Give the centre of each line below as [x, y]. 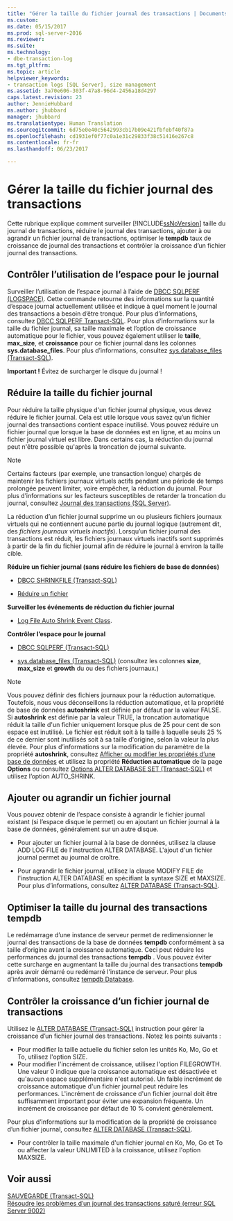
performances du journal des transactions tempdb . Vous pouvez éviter [109, 957]
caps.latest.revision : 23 [44, 98]
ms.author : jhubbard [37, 110]
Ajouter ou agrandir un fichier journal [89, 797]
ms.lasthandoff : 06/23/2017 [48, 149]
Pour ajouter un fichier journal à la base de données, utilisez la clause [116, 843]
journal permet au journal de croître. [69, 857]
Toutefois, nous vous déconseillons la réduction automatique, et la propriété [116, 702]
